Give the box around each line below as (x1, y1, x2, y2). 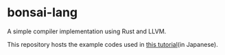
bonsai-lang (7, 5, 78, 20)
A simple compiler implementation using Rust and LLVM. (7, 27, 167, 35)
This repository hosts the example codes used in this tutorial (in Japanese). (7, 40, 218, 48)
